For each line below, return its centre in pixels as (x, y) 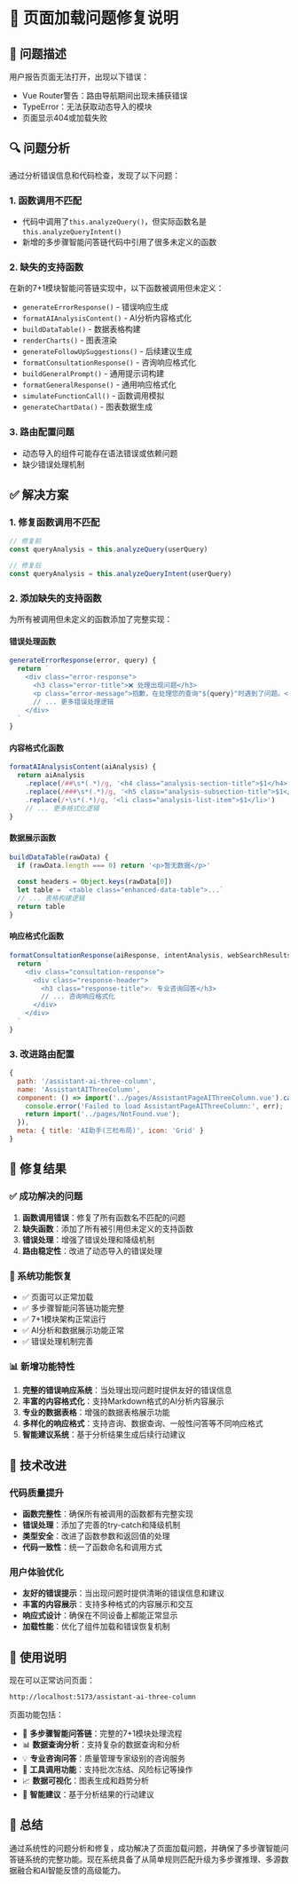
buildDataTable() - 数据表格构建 (81, 329)
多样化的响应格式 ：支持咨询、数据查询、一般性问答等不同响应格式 (142, 1423)
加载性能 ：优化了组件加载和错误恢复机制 (96, 1627)
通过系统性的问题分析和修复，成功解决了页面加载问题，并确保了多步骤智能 (145, 1848)
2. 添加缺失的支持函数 (55, 598)
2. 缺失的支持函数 (47, 267)
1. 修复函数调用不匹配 (55, 523)
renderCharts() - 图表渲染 (70, 340)
